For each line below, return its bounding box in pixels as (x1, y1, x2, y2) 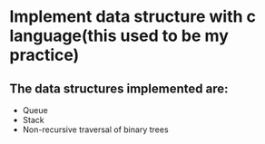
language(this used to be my (9, 25, 229, 46)
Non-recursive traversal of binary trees (22, 124, 170, 135)
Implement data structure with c (9, 6, 257, 27)
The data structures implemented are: (9, 81, 229, 96)
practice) (9, 45, 80, 65)
